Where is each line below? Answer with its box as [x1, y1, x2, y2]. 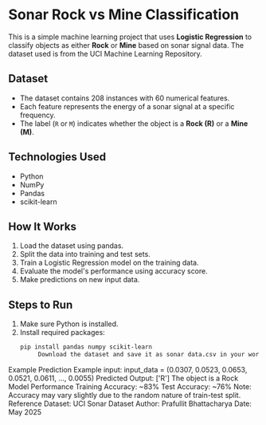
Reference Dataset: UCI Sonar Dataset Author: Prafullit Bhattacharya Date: [8, 399, 252, 408]
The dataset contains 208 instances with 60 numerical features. [19, 93, 230, 103]
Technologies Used [8, 150, 106, 164]
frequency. [19, 110, 56, 120]
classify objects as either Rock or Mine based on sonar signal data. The [8, 40, 244, 49]
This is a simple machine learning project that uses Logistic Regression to [8, 32, 252, 41]
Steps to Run [8, 297, 73, 312]
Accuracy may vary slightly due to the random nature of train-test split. [8, 390, 241, 399]
